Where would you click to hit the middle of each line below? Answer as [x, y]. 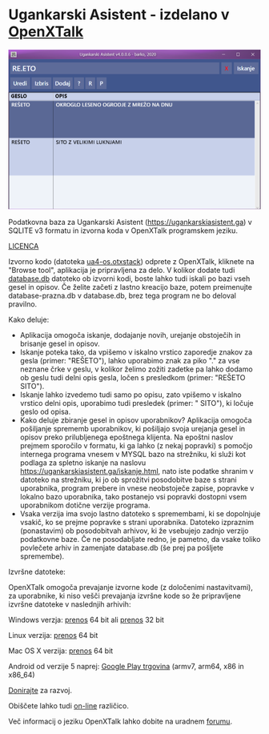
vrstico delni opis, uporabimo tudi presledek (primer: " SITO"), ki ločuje [137, 403]
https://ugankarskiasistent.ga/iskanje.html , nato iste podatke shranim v [137, 471]
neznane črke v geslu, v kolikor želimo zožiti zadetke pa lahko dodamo [137, 369]
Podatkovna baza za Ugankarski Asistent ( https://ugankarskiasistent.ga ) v [130, 223]
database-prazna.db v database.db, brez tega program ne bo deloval [122, 296]
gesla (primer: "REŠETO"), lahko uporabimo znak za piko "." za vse [130, 361]
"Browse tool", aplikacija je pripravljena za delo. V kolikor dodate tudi [122, 271]
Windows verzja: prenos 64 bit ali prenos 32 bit [86, 620]
